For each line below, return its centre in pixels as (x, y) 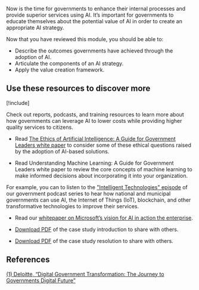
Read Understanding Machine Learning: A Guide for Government (94, 163)
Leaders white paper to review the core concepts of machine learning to (103, 169)
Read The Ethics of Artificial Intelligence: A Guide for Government (95, 138)
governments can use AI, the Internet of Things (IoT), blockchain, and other (99, 200)
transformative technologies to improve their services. (72, 206)
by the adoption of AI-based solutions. (62, 151)
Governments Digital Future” (41, 280)
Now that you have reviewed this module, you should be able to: (85, 39)
